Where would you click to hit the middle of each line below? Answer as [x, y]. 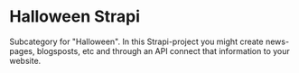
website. [25, 60]
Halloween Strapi [75, 17]
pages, [22, 50]
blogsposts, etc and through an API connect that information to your [164, 50]
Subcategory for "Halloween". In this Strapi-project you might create [136, 41]
